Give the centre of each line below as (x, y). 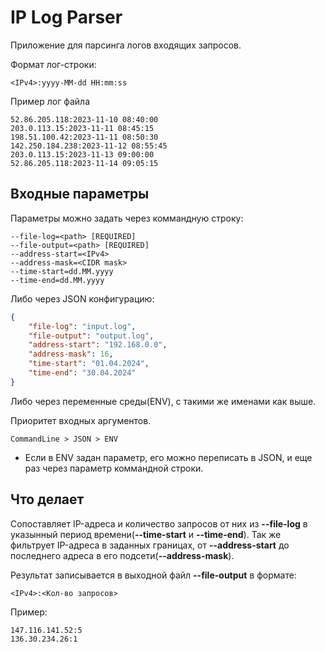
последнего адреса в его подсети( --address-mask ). (122, 555)
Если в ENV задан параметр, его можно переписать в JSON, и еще (168, 457)
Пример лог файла (50, 101)
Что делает (47, 499)
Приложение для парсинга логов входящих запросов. (126, 45)
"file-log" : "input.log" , (82, 326)
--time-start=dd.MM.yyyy (62, 271)
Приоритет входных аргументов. (81, 420)
